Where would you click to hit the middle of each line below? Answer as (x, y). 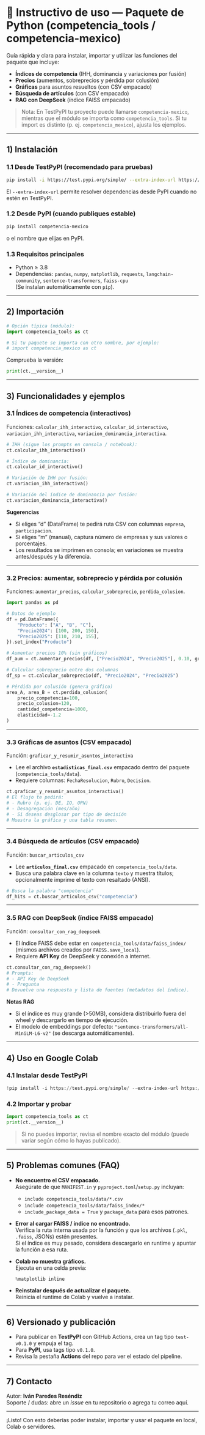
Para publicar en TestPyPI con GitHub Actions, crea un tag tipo (94, 1337)
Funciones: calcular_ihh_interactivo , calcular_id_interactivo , (88, 427)
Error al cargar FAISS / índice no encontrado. (73, 1223)
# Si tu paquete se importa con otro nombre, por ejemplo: (83, 343)
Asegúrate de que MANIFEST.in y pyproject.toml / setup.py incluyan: (99, 1187)
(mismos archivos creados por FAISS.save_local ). (78, 949)
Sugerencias (23, 512)
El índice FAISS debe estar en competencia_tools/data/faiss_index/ (101, 943)
